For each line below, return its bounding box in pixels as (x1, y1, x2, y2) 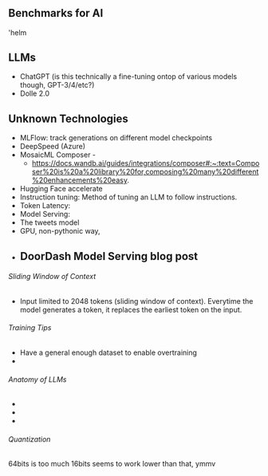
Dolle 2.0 (19, 89, 50, 98)
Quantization (8, 434, 51, 444)
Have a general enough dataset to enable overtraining (19, 348, 198, 357)
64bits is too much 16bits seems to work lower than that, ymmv (8, 459, 216, 469)
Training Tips (8, 323, 52, 332)
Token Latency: (19, 201, 71, 210)
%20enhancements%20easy (31, 175, 128, 185)
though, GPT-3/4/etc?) (19, 81, 95, 90)
